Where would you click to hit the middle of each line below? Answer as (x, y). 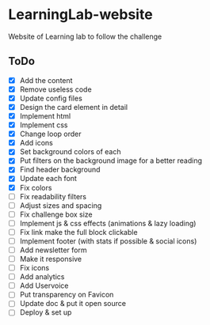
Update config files (51, 98)
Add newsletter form (53, 250)
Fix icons (34, 268)
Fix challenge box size (56, 214)
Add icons (36, 143)
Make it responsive (51, 259)
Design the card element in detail (74, 107)
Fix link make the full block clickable (78, 232)
